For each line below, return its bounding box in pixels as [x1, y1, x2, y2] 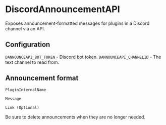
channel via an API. [5, 25, 45, 31]
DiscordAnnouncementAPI [5, 4, 120, 15]
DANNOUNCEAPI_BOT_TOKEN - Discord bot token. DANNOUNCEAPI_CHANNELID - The [5, 54, 161, 60]
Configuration [5, 40, 50, 49]
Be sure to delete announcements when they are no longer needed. [5, 114, 145, 120]
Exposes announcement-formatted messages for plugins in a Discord [5, 20, 150, 26]
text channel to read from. [5, 59, 60, 65]
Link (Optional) [5, 105, 39, 110]
